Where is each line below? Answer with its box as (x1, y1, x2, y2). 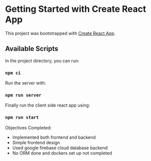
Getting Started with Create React (5, 3, 147, 15)
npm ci (5, 70, 21, 76)
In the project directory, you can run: (5, 58, 79, 64)
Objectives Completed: (5, 124, 52, 130)
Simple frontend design (12, 139, 60, 145)
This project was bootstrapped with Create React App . (5, 30, 116, 36)
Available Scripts (5, 44, 58, 53)
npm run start (5, 115, 39, 121)
